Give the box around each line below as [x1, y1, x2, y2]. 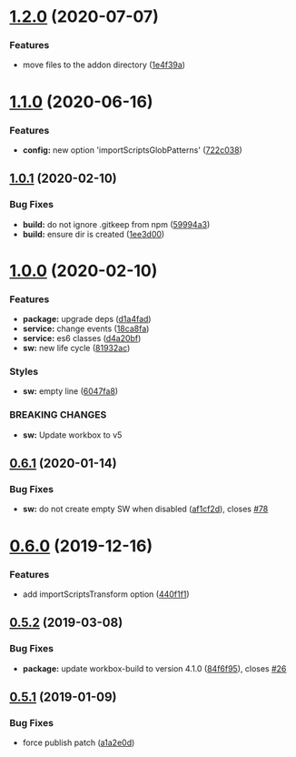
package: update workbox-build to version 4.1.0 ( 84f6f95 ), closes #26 [22, 662, 287, 674]
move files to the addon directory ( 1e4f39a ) [22, 59, 186, 70]
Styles [9, 366, 39, 378]
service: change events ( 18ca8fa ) [22, 323, 150, 334]
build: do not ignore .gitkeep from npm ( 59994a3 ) [22, 218, 211, 229]
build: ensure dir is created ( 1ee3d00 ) [22, 228, 165, 239]
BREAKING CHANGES [9, 409, 107, 421]
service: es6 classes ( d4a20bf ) [22, 333, 142, 344]
